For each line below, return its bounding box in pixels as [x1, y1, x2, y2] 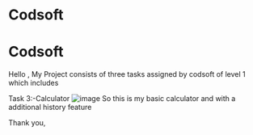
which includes [8, 78, 59, 88]
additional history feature [8, 103, 92, 112]
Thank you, [8, 118, 46, 128]
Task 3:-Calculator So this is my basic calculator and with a [8, 94, 236, 103]
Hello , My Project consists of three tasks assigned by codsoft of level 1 [8, 70, 247, 79]
